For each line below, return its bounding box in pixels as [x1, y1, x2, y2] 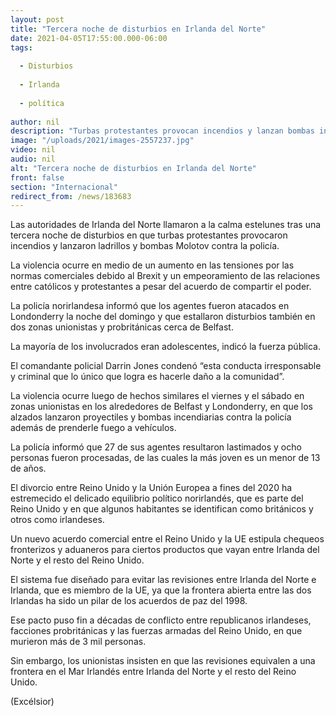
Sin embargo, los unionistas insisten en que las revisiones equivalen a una [10, 655, 316, 667]
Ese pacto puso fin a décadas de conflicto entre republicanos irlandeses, [10, 614, 312, 626]
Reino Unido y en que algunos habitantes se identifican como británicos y [10, 503, 314, 515]
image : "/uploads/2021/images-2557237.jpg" [10, 136, 195, 146]
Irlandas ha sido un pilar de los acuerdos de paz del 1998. [10, 595, 248, 607]
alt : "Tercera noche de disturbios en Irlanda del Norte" [10, 163, 257, 173]
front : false [10, 172, 65, 183]
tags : [10, 42, 33, 53]
